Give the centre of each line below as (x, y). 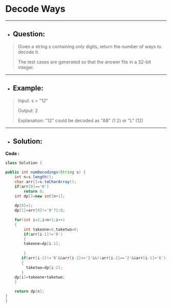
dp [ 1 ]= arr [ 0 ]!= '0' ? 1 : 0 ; (40, 211)
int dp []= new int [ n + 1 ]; (40, 196)
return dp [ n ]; (29, 292)
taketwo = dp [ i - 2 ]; (44, 268)
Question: (29, 34)
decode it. (28, 52)
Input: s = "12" (33, 100)
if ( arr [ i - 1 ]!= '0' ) (43, 234)
